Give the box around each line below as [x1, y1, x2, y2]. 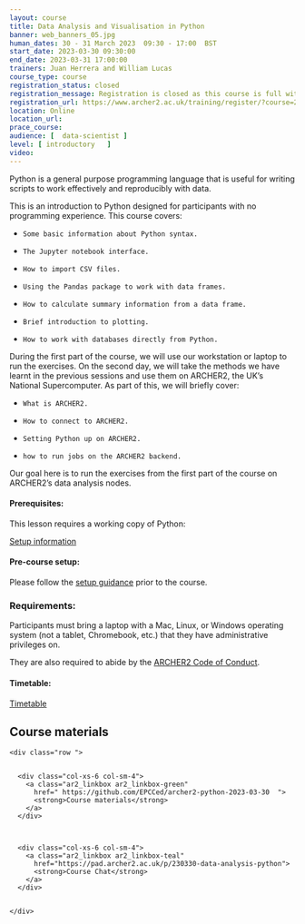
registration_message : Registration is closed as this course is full [9, 89, 282, 98]
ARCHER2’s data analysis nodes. [9, 477, 132, 488]
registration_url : [9, 97, 79, 107]
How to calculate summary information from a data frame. [22, 300, 247, 309]
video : [9, 148, 34, 157]
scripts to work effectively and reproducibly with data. [9, 182, 212, 193]
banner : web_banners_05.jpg [9, 30, 116, 39]
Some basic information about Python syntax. [22, 229, 198, 239]
